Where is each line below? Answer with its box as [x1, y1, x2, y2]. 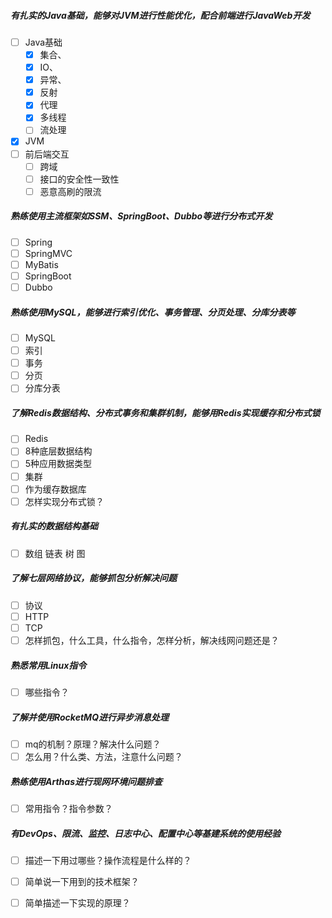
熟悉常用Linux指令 [10, 659, 87, 671]
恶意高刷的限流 [39, 185, 102, 197]
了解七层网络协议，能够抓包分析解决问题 [10, 572, 177, 584]
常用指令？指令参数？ [24, 803, 113, 815]
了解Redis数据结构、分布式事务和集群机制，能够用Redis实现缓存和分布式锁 [10, 406, 321, 419]
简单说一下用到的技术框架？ [24, 876, 140, 888]
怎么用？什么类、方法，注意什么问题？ [24, 751, 183, 762]
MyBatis [24, 258, 59, 270]
